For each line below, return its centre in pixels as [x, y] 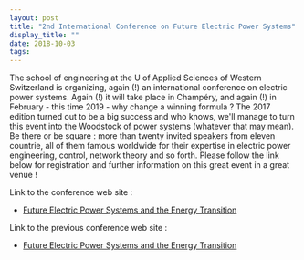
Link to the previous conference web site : [89, 228]
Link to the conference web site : [71, 192]
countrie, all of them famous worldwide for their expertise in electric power [150, 146]
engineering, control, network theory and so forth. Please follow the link [145, 155]
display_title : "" [44, 35]
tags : [20, 52]
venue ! [24, 175]
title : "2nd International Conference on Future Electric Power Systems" [153, 26]
